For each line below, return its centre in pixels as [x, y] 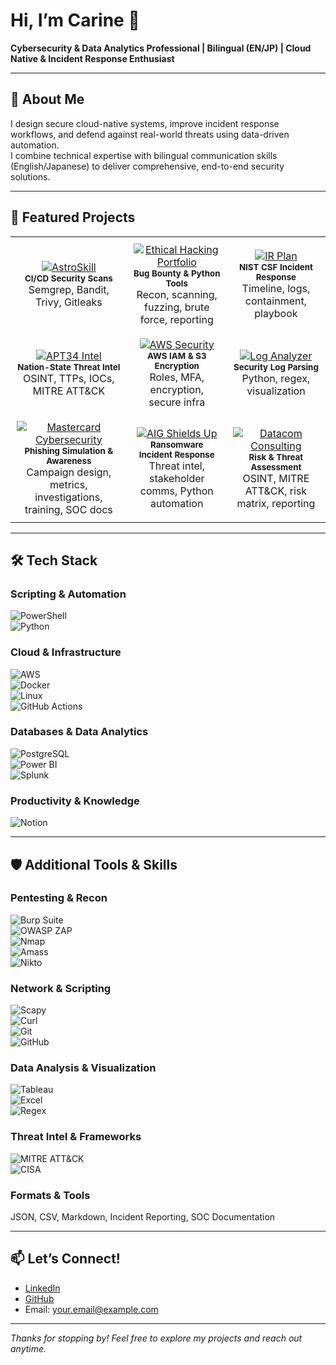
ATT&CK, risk [276, 491]
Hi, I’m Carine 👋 [75, 20]
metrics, [68, 484]
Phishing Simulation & [69, 450]
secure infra [177, 402]
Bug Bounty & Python [177, 273]
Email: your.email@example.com [91, 1309]
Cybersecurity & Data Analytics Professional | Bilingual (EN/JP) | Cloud [161, 48]
